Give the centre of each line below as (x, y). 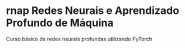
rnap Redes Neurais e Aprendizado (93, 11)
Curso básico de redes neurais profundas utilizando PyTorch (79, 39)
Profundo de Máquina (60, 23)
